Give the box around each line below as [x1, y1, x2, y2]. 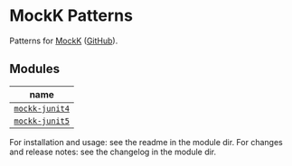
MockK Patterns [9, 5, 134, 26]
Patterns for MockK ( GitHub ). [9, 35, 118, 46]
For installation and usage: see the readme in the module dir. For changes [9, 136, 283, 147]
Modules [9, 61, 61, 77]
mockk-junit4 [14, 103, 71, 114]
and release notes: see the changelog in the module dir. [9, 146, 217, 157]
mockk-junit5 [14, 115, 71, 126]
